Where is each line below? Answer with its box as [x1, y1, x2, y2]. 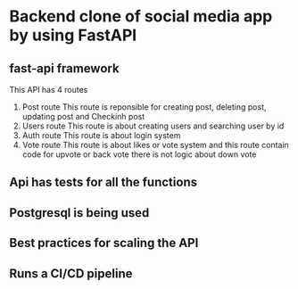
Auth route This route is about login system [21, 130, 181, 140]
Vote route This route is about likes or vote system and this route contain [21, 140, 290, 150]
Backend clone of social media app [9, 6, 273, 27]
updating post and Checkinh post [21, 111, 145, 121]
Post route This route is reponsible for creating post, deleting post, [21, 102, 267, 112]
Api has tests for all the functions [9, 175, 198, 190]
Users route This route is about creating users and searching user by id [21, 120, 285, 131]
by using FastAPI [9, 25, 137, 45]
